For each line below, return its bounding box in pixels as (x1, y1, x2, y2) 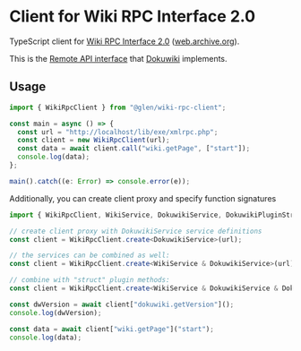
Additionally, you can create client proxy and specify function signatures (9, 193, 277, 203)
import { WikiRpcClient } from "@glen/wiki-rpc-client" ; (9, 103, 227, 112)
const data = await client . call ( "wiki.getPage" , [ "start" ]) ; (17, 144, 251, 153)
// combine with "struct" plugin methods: (9, 276, 170, 285)
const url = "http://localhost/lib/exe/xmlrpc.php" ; (17, 127, 219, 136)
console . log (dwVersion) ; (9, 308, 102, 317)
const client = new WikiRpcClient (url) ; (17, 136, 170, 145)
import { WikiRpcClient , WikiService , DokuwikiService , (9, 210, 222, 219)
